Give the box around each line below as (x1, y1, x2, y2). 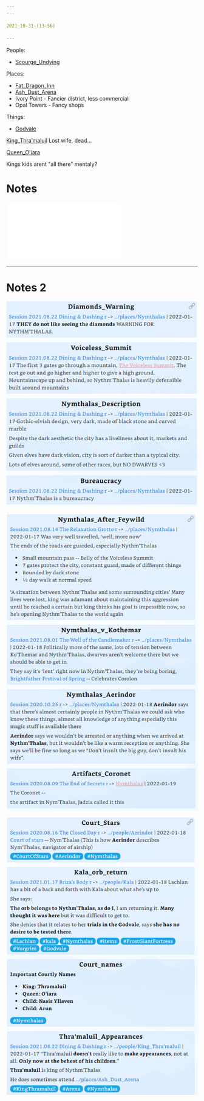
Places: (6, 70, 25, 77)
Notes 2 (6, 281, 47, 295)
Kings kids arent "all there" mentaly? (6, 160, 98, 168)
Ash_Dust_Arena (15, 88, 56, 96)
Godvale (15, 125, 36, 132)
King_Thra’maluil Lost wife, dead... (6, 137, 92, 144)
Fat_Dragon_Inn (15, 82, 55, 90)
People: (6, 46, 25, 54)
